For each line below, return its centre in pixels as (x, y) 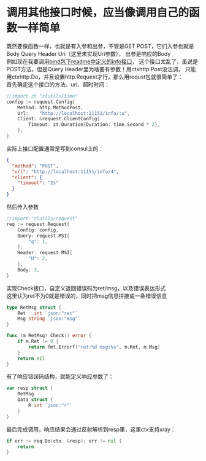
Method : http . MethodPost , (51, 107)
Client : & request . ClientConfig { (59, 119)
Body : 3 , (29, 270)
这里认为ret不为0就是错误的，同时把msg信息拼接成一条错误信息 (87, 296)
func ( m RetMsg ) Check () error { (49, 336)
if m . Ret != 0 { (38, 341)
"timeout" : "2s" (38, 183)
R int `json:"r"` (50, 406)
